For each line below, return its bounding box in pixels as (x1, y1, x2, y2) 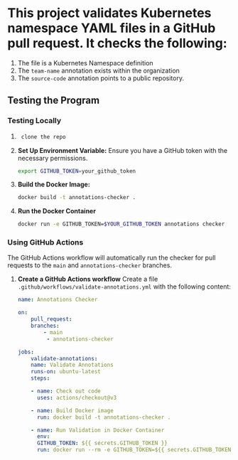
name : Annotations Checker (17, 296, 98, 304)
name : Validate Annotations (31, 361, 114, 369)
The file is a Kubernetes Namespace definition (17, 58, 154, 67)
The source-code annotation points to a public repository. (17, 73, 185, 82)
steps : (31, 375, 50, 382)
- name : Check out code (31, 387, 101, 395)
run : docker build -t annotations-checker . (36, 414, 171, 421)
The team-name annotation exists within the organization (17, 66, 180, 75)
